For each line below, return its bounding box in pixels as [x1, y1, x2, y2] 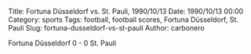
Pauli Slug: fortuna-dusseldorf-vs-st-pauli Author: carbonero [8, 23, 206, 32]
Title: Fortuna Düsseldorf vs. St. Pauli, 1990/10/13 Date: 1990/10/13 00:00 [8, 7, 244, 16]
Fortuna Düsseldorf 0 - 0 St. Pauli [8, 38, 117, 48]
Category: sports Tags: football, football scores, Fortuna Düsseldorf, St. [8, 15, 239, 24]
